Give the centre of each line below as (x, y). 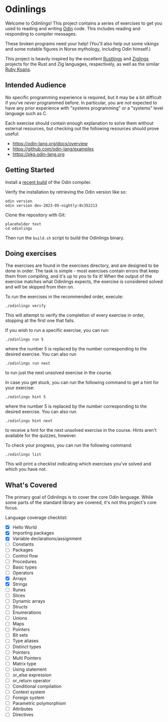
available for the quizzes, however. (41, 435)
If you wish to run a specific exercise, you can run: (57, 330)
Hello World (25, 527)
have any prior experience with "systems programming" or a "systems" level (84, 108)
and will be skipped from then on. (40, 287)
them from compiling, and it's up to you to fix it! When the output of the (78, 276)
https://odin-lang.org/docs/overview (50, 143)
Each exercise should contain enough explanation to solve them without (79, 123)
